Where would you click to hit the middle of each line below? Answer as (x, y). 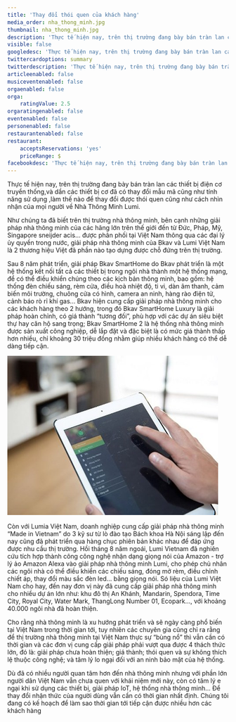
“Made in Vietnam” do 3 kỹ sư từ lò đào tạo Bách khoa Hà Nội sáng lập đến (116, 534)
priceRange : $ (40, 156)
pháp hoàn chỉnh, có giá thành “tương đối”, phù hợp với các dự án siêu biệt (115, 316)
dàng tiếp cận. (28, 346)
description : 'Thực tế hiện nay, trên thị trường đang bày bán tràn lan (116, 37)
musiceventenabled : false (45, 82)
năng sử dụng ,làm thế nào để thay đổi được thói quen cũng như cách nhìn (115, 199)
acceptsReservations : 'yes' (61, 148)
